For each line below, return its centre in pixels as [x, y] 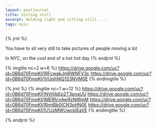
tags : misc [17, 24]
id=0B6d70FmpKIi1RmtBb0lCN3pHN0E [46, 105]
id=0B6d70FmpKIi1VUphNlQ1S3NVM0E [47, 79]
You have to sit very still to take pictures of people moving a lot [71, 48]
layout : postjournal [27, 10]
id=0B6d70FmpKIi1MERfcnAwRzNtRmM [47, 100]
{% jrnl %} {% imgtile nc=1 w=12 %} [43, 89]
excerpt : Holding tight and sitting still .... [57, 19]
